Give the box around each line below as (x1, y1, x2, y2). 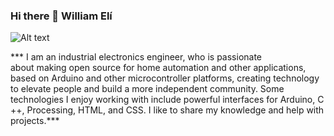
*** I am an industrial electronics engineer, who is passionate (10, 51, 263, 63)
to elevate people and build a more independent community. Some (10, 83, 285, 95)
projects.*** (10, 115, 60, 127)
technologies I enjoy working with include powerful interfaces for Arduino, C (10, 94, 325, 106)
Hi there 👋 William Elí (10, 9, 113, 23)
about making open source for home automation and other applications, (10, 62, 307, 74)
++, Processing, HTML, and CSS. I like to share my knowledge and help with (10, 104, 325, 116)
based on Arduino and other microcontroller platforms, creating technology (10, 72, 320, 84)
